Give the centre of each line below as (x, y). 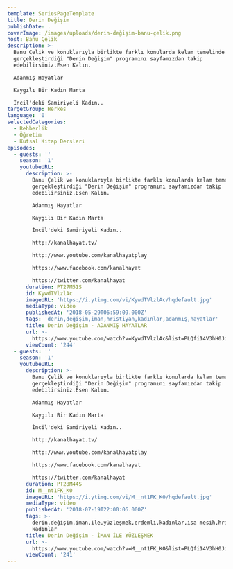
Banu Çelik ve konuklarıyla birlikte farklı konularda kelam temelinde (119, 53)
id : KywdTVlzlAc (49, 293)
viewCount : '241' (51, 555)
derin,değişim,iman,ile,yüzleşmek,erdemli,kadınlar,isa (114, 523)
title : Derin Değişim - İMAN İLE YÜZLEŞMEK (89, 535)
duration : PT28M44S (53, 484)
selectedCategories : (37, 122)
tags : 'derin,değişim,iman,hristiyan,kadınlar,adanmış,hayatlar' (122, 319)
